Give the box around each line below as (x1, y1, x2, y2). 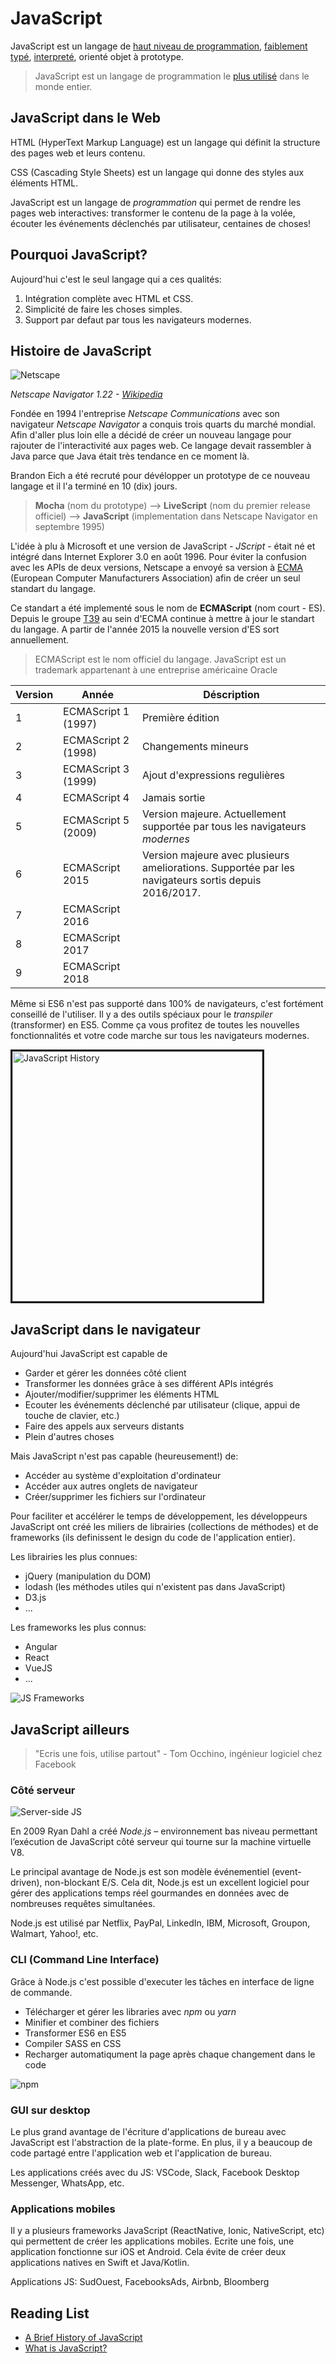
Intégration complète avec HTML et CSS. (24, 292, 194, 304)
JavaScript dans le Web (10, 110, 161, 127)
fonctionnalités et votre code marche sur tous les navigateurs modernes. (10, 1030, 310, 1042)
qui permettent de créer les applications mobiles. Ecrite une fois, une (10, 2235, 295, 2247)
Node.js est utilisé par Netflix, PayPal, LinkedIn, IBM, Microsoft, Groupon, (10, 1917, 311, 1929)
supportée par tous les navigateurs (141, 820, 307, 834)
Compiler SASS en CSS (24, 2037, 122, 2049)
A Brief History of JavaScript (24, 2332, 143, 2343)
